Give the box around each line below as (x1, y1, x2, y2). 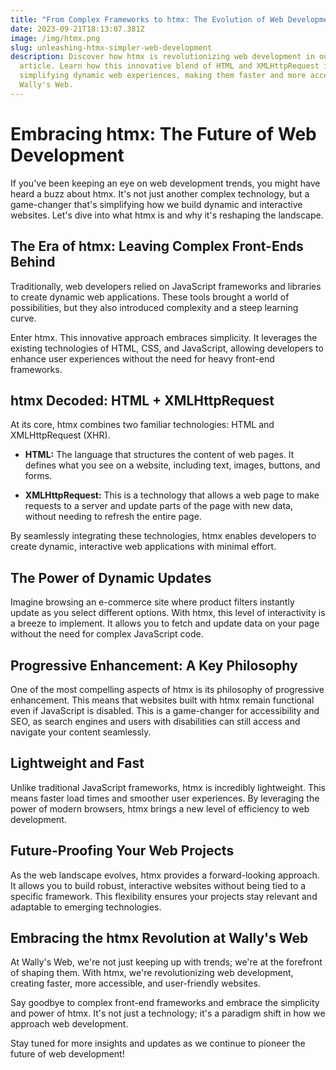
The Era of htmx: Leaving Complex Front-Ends (10, 238, 304, 255)
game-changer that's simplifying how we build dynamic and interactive (10, 198, 303, 210)
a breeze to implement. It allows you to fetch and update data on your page (10, 617, 320, 630)
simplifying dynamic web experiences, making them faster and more (19, 71, 307, 81)
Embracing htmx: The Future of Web (10, 122, 317, 145)
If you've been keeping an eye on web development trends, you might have (10, 177, 321, 189)
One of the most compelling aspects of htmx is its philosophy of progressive (10, 683, 325, 695)
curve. (10, 312, 37, 324)
